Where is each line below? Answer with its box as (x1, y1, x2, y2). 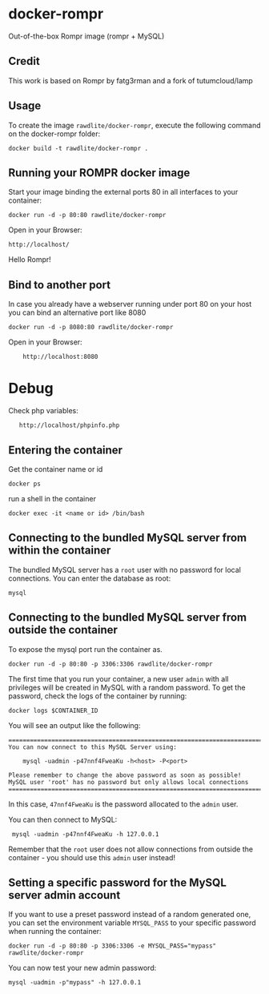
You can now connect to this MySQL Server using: (8, 742, 178, 751)
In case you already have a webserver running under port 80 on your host (8, 300, 252, 309)
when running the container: (8, 927, 102, 936)
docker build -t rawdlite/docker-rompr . (8, 144, 149, 152)
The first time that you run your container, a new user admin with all (8, 674, 229, 683)
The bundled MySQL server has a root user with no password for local (8, 565, 242, 574)
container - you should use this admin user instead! (8, 852, 176, 862)
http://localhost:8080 (22, 353, 98, 361)
